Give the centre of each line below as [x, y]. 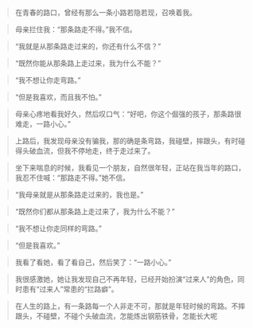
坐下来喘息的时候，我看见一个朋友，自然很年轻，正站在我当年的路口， [130, 168]
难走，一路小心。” [43, 124]
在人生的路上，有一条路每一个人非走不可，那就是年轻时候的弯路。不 [127, 306]
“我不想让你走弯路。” [48, 80]
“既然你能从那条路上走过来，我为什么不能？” [88, 63]
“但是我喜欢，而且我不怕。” [58, 97]
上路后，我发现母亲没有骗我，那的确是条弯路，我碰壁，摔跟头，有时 [127, 141]
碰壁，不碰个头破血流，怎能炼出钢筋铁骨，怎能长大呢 [130, 316]
